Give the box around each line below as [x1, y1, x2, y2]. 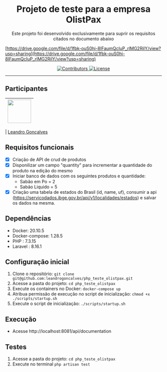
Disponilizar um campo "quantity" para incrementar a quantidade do [12, 162, 153, 168]
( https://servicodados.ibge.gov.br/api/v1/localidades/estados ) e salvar [12, 195, 157, 201]
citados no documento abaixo [53, 36, 114, 42]
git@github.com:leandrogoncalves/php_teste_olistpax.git [12, 276, 133, 281]
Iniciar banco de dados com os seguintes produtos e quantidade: [12, 173, 146, 179]
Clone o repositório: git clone [12, 271, 75, 277]
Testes [5, 343, 27, 351]
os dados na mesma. [12, 200, 56, 206]
